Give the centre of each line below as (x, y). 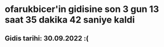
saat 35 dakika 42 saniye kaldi (70, 20)
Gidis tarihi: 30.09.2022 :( (47, 38)
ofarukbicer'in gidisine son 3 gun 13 (82, 9)
